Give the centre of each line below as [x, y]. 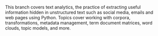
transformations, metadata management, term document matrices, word [79, 23]
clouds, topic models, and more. [38, 28]
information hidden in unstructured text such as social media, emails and [79, 12]
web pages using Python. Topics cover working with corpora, [68, 18]
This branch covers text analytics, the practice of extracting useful [73, 7]
